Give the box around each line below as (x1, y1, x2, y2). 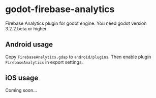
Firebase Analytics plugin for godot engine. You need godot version (5, 20, 147, 26)
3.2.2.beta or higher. (5, 25, 48, 31)
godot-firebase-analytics (5, 4, 115, 15)
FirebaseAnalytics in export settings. (5, 59, 83, 65)
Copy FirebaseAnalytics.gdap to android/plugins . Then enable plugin (5, 54, 151, 60)
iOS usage (5, 74, 39, 82)
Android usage (5, 40, 53, 49)
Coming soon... (5, 87, 37, 93)
